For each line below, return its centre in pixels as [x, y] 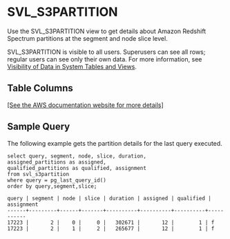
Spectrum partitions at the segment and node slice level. [87, 38]
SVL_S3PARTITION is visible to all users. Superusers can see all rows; [106, 52]
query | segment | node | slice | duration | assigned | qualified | [109, 198]
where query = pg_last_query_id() [57, 180]
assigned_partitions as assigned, [57, 162]
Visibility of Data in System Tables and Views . [72, 66]
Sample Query [39, 127]
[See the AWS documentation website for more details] [85, 105]
